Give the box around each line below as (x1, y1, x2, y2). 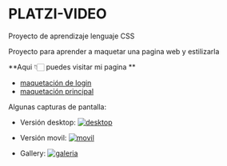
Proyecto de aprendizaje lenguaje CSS (8, 31, 135, 41)
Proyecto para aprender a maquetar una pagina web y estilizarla (8, 46, 220, 56)
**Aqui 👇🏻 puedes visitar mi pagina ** (8, 61, 136, 72)
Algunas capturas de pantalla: (8, 101, 106, 112)
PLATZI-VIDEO (8, 5, 107, 23)
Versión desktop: (19, 117, 76, 127)
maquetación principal (19, 86, 94, 96)
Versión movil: (19, 132, 67, 142)
